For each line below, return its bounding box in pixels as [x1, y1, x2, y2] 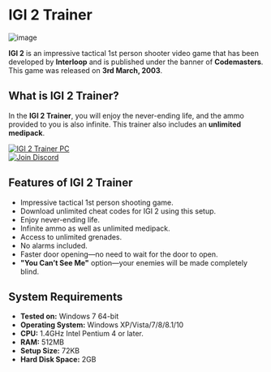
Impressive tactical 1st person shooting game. [19, 197, 174, 207]
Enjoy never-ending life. [19, 214, 100, 224]
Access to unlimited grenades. [19, 231, 123, 241]
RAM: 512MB [19, 337, 65, 347]
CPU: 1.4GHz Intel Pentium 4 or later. [19, 329, 144, 339]
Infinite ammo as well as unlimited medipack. [19, 223, 170, 233]
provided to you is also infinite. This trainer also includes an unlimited [8, 119, 242, 129]
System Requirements [8, 290, 123, 304]
